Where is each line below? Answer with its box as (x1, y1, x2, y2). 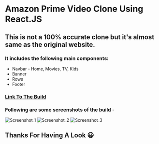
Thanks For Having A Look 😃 (5, 131, 94, 140)
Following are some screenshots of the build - (5, 106, 115, 113)
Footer (12, 81, 26, 87)
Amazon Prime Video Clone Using (5, 3, 144, 14)
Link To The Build (5, 93, 46, 100)
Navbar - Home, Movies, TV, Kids (12, 66, 79, 72)
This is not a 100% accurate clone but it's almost (5, 33, 155, 41)
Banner (12, 71, 27, 77)
